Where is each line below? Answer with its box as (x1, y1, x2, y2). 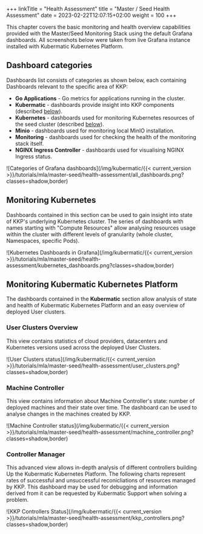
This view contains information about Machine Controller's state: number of (6, 397, 195, 405)
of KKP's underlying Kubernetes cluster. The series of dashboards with (6, 217, 184, 225)
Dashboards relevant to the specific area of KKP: (6, 83, 128, 90)
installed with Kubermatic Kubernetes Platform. (6, 43, 124, 50)
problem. (6, 496, 29, 504)
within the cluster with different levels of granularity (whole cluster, (6, 230, 173, 238)
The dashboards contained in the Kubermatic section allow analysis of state (6, 295, 197, 303)
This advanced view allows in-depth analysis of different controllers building (6, 464, 197, 471)
